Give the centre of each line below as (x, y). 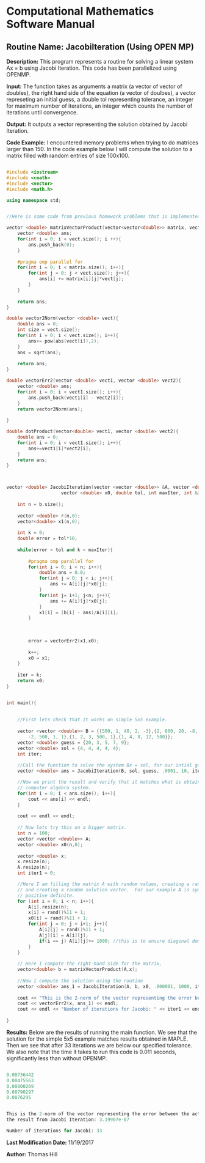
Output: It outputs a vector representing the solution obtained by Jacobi (97, 124)
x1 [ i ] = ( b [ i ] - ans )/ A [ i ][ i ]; (79, 612)
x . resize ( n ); (34, 862)
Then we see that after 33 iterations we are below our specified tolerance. (99, 1045)
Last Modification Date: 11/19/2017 (50, 1142)
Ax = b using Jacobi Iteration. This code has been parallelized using (92, 68)
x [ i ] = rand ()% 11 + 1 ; (57, 913)
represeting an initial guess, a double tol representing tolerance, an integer (100, 99)
